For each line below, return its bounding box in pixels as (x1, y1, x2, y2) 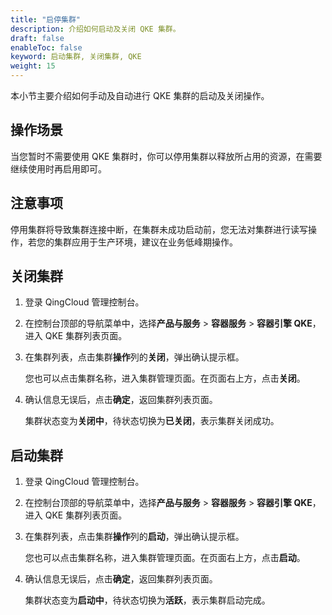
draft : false (10, 33, 65, 43)
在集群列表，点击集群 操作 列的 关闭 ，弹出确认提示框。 (24, 351, 245, 363)
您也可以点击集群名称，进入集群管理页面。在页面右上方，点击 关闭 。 (24, 372, 306, 385)
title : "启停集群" (10, 14, 82, 25)
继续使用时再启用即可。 (10, 162, 107, 175)
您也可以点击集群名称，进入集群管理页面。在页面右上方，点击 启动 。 (24, 552, 306, 564)
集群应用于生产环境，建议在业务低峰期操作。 (53, 236, 238, 248)
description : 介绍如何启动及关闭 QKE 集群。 (10, 24, 181, 34)
